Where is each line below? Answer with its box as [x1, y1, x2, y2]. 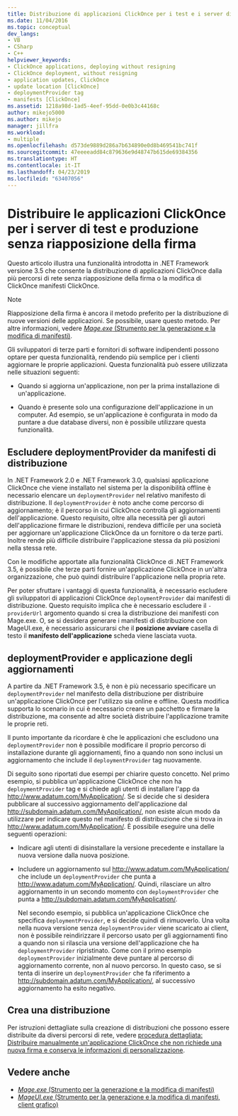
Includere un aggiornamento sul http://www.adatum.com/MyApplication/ [17, 865, 229, 874]
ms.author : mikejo [7, 115, 62, 123]
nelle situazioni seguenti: [7, 368, 80, 376]
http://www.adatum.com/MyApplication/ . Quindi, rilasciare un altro [17, 880, 211, 889]
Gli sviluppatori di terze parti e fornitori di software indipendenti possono [7, 345, 220, 354]
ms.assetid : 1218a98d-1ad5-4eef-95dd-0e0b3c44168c [7, 103, 160, 110]
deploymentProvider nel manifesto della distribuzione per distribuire [7, 689, 204, 698]
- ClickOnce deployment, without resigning [7, 69, 138, 77]
